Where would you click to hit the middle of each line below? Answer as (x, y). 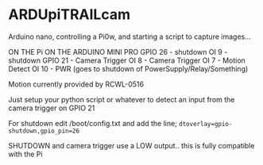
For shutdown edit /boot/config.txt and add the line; (93, 123)
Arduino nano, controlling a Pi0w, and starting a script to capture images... (130, 36)
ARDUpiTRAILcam (70, 15)
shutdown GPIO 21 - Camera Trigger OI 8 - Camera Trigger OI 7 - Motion (127, 60)
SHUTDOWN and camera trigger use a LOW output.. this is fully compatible (131, 145)
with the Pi (25, 154)
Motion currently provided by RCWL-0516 (76, 84)
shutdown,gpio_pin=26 (44, 131)
